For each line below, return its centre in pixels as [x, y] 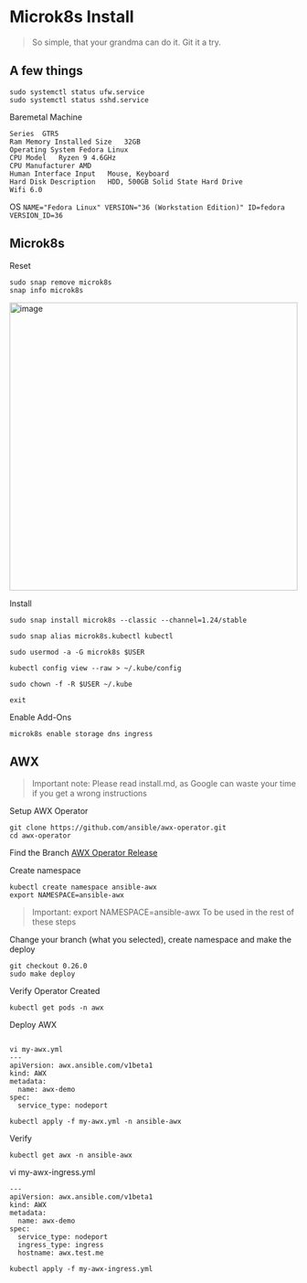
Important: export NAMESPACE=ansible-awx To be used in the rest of [163, 913]
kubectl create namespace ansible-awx [83, 887]
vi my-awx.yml [37, 1050]
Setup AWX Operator [49, 811]
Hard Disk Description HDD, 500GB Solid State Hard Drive [127, 182]
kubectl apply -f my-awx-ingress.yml [81, 1269]
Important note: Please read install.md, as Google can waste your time [164, 784]
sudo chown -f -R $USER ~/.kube [71, 684]
